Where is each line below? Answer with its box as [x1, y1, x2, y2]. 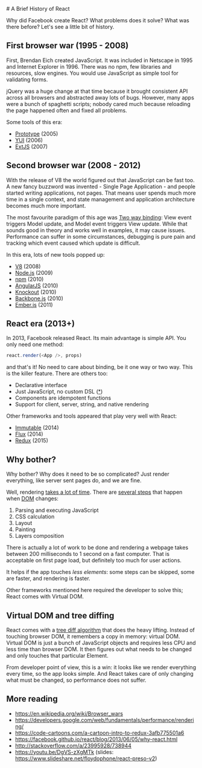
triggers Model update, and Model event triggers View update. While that [6, 220, 188, 227]
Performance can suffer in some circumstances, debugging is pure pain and [6, 233, 196, 240]
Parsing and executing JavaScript [14, 506, 99, 514]
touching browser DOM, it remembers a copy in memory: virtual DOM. [6, 632, 180, 640]
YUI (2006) [14, 136, 43, 143]
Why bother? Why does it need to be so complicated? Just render [6, 470, 170, 478]
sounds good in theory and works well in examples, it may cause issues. [6, 226, 186, 234]
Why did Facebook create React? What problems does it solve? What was [6, 17, 190, 24]
